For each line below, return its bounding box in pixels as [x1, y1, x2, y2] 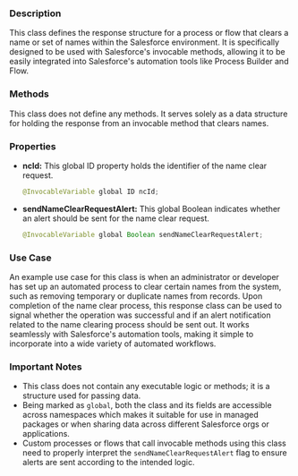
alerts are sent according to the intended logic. [21, 457, 195, 468]
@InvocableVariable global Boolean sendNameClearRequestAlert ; [21, 230, 264, 239]
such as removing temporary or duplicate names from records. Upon [9, 290, 263, 302]
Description [9, 7, 62, 20]
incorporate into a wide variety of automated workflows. [9, 338, 217, 349]
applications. [21, 429, 70, 439]
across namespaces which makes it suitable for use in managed [21, 410, 259, 421]
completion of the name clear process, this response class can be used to [9, 300, 282, 310]
